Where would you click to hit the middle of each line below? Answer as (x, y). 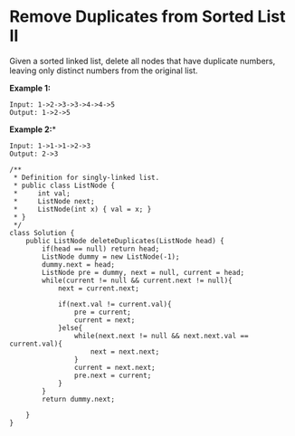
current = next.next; (114, 367)
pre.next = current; (113, 375)
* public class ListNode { (64, 185)
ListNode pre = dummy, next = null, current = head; (143, 272)
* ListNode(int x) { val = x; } (82, 209)
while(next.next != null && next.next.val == (161, 336)
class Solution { (42, 232)
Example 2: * (33, 129)
